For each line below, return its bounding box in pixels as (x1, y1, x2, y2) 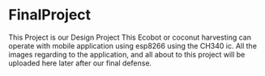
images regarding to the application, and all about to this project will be (8, 49, 246, 59)
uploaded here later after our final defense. (8, 58, 152, 68)
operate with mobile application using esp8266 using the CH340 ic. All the (8, 40, 258, 50)
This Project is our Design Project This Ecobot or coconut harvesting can (8, 32, 251, 42)
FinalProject (8, 6, 92, 24)
